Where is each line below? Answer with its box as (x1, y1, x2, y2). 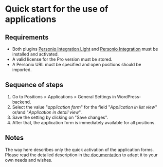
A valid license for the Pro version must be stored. (12, 56, 113, 62)
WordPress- (117, 93, 141, 99)
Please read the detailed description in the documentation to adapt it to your (5, 152, 158, 158)
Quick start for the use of (5, 3, 109, 15)
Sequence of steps (5, 81, 63, 89)
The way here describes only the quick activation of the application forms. (5, 147, 154, 152)
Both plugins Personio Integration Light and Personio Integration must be (12, 46, 158, 52)
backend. (12, 99, 31, 105)
